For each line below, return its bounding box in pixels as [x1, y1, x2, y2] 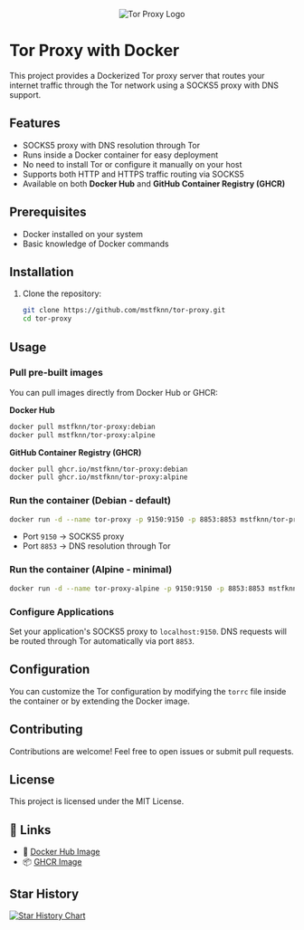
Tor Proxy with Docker [9, 41, 180, 61]
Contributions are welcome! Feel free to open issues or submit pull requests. [9, 745, 294, 756]
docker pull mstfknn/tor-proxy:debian [9, 422, 156, 431]
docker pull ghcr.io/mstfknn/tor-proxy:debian [9, 465, 188, 474]
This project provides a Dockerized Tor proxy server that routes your [9, 70, 265, 81]
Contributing [9, 722, 83, 737]
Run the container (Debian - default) [9, 494, 172, 507]
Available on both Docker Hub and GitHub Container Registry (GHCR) [22, 177, 286, 189]
